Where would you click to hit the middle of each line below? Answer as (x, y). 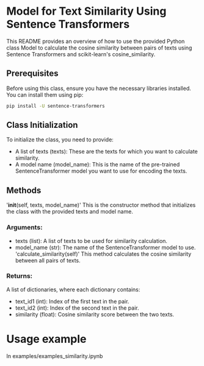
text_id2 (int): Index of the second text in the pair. (77, 308)
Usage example (46, 339)
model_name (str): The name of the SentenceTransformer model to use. (105, 247)
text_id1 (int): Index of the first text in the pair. (72, 301)
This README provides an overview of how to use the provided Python (96, 41)
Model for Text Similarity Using (86, 11)
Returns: (20, 276)
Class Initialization (42, 125)
